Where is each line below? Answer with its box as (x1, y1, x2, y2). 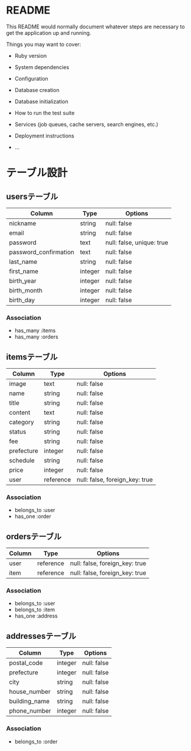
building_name (9, 697, 50, 706)
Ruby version (14, 52, 47, 59)
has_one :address (14, 612, 58, 619)
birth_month (9, 286, 43, 294)
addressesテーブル (6, 631, 77, 641)
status (9, 428, 27, 436)
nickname (9, 219, 37, 227)
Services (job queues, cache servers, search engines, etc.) (14, 120, 159, 127)
